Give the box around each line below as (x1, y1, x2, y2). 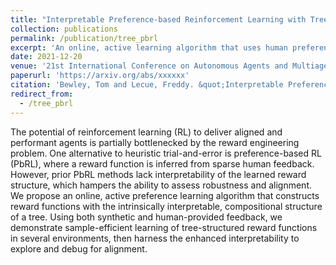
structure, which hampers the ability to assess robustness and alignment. (10, 179, 312, 191)
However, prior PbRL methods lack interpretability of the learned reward (10, 168, 307, 180)
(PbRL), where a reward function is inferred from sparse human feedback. (10, 157, 315, 170)
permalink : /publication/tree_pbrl (10, 33, 159, 43)
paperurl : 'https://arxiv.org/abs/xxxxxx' (10, 71, 190, 81)
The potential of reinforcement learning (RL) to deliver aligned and (10, 126, 283, 138)
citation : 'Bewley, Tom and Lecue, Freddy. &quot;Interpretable (10, 80, 284, 90)
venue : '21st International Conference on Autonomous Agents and (10, 61, 288, 71)
